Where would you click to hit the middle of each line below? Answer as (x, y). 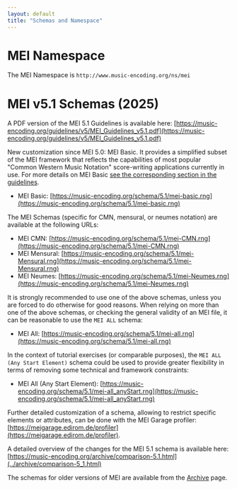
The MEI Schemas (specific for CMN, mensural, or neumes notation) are (112, 218)
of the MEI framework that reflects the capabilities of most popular (104, 159)
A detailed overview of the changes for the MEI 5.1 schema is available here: (118, 449)
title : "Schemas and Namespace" (55, 21)
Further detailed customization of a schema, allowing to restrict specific (112, 412)
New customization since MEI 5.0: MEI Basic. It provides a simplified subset (117, 152)
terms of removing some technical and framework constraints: (98, 370)
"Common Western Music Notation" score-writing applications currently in (116, 167)
